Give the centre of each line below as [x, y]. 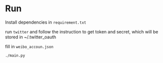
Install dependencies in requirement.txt [46, 22]
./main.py [15, 55]
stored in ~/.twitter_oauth [31, 37]
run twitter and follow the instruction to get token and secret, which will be [82, 31]
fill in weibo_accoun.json [29, 46]
